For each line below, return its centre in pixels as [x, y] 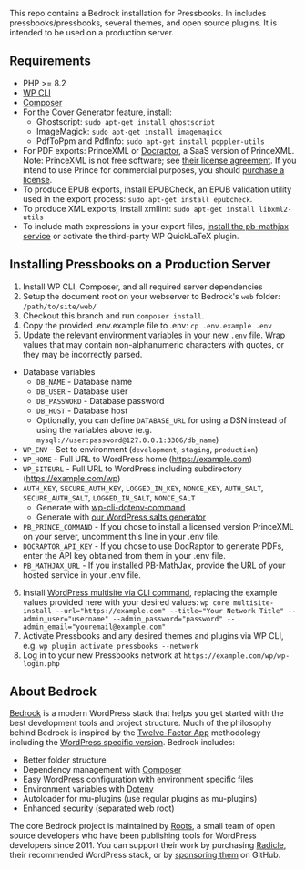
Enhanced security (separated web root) [98, 808]
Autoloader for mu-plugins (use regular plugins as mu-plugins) [140, 799]
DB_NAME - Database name [84, 381]
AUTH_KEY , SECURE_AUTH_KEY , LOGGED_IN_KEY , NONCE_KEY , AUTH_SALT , [143, 488]
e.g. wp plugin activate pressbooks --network [110, 645]
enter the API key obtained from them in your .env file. [124, 555]
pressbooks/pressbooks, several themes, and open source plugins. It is [143, 23]
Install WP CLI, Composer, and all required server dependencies [142, 287]
